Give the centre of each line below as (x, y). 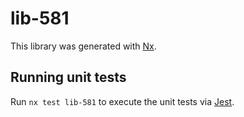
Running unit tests (68, 77)
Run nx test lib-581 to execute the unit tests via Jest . (122, 101)
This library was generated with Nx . (83, 46)
